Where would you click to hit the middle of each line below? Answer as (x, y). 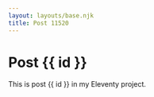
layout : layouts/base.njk (51, 16)
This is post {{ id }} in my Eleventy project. (77, 84)
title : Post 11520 (38, 23)
